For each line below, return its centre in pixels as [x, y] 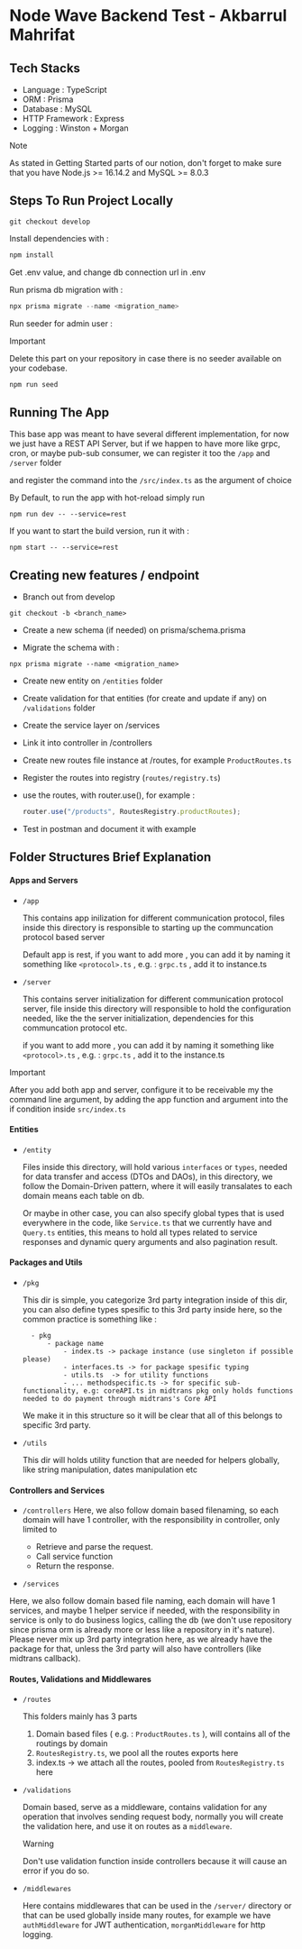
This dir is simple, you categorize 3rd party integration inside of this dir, [155, 1300]
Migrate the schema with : [71, 648]
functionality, [51, 1391]
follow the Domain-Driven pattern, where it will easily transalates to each [157, 1185]
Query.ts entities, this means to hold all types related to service [140, 1232]
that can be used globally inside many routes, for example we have [146, 1916]
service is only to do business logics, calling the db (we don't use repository [151, 1620]
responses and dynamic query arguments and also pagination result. [150, 1241]
